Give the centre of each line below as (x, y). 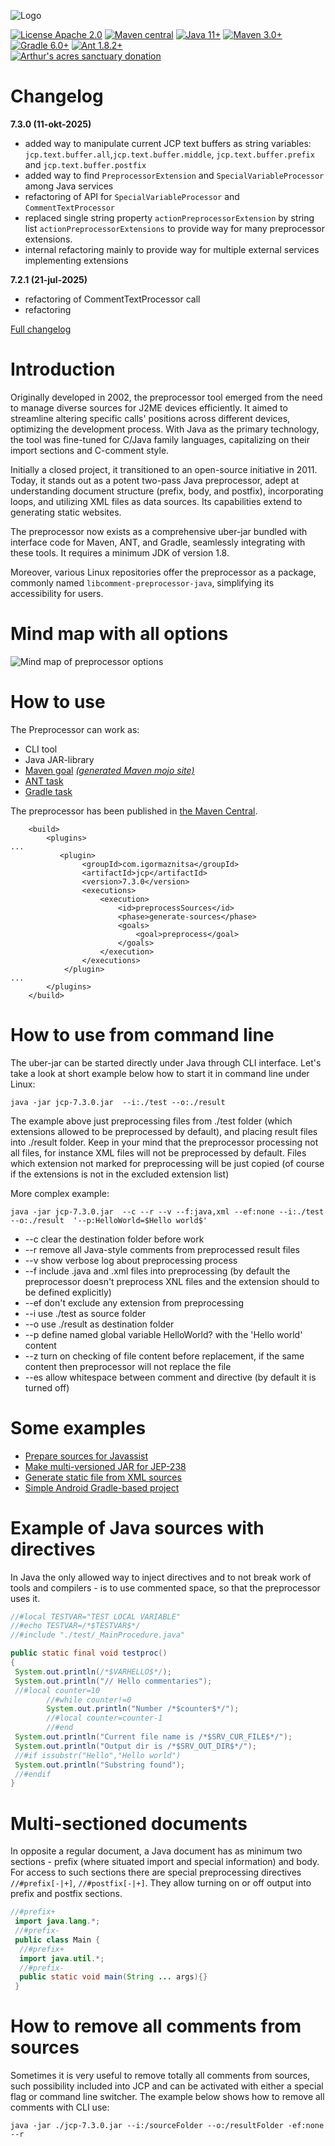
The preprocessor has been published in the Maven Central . (134, 811)
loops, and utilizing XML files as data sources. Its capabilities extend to (156, 501)
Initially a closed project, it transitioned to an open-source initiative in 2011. (164, 469)
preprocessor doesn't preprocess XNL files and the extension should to (172, 1281)
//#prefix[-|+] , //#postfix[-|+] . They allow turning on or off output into (161, 1883)
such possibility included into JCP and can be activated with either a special (167, 2086)
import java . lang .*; (57, 1921)
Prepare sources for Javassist (86, 1456)
